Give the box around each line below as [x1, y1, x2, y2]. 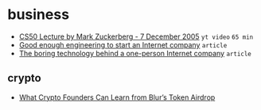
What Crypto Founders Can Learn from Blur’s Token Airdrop [18, 93, 216, 102]
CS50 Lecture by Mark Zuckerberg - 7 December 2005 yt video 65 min [18, 32, 254, 41]
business [7, 6, 69, 24]
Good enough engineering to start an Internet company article [18, 40, 228, 49]
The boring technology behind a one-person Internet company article [18, 48, 252, 58]
